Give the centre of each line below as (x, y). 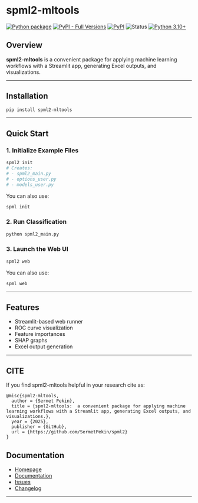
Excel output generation (44, 347)
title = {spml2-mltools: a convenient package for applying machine (98, 406)
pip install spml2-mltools (39, 110)
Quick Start (27, 133)
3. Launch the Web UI (37, 249)
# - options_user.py (32, 179)
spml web (17, 283)
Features (23, 307)
